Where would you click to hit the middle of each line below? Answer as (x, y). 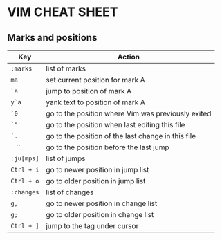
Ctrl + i (25, 170)
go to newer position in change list (102, 203)
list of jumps (66, 158)
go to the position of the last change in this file (121, 136)
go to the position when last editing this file (115, 125)
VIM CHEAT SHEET (63, 12)
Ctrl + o (25, 181)
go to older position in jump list (96, 181)
